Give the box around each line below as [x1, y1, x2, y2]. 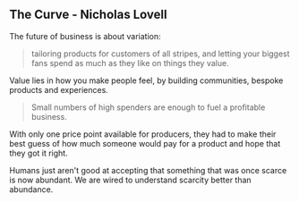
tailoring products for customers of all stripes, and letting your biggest [30, 48, 290, 59]
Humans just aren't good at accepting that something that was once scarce [9, 164, 287, 175]
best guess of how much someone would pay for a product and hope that [9, 138, 281, 148]
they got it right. [9, 147, 69, 158]
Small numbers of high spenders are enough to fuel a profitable [30, 102, 266, 113]
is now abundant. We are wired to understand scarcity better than [9, 174, 252, 185]
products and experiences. [9, 84, 109, 95]
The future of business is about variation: [9, 30, 161, 41]
